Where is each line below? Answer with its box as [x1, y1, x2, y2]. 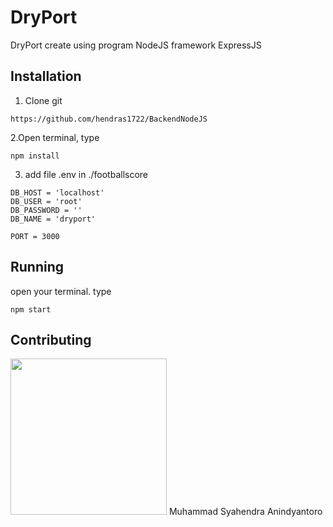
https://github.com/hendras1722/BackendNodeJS [10, 114, 208, 124]
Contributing [10, 331, 92, 348]
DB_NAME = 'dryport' [10, 214, 97, 224]
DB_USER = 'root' [10, 196, 83, 206]
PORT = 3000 [10, 231, 60, 241]
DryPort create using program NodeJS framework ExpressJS [10, 39, 262, 51]
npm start [10, 304, 52, 315]
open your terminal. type [10, 285, 112, 297]
